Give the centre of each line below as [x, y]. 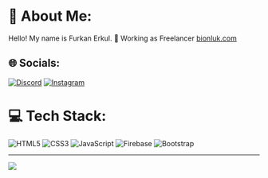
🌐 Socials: [34, 63]
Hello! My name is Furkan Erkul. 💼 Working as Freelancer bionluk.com [122, 38]
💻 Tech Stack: [57, 116]
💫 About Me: [50, 16]
